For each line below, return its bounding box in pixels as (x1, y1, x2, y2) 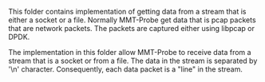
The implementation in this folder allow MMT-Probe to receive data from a (8, 48, 251, 57)
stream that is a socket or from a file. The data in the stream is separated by (8, 56, 258, 65)
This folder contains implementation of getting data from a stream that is (8, 7, 247, 16)
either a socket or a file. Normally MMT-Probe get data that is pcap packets (8, 15, 257, 25)
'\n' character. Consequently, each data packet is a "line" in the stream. (8, 64, 243, 74)
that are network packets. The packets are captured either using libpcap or (8, 24, 255, 33)
